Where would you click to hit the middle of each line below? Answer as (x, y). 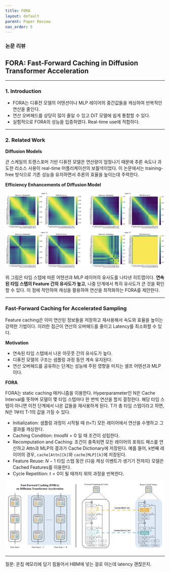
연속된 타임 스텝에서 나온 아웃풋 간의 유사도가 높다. (62, 354)
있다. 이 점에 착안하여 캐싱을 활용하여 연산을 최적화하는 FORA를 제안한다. (88, 290)
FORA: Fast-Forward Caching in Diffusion (72, 63)
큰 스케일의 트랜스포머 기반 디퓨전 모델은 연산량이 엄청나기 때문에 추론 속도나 (81, 162)
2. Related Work (25, 140)
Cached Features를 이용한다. (42, 467)
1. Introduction (23, 91)
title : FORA (18, 11)
